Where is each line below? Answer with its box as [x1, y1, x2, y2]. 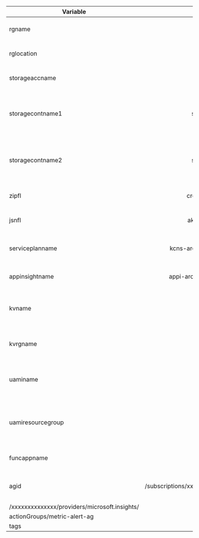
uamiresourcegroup [9, 418, 64, 426]
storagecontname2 [9, 156, 62, 164]
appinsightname [9, 273, 54, 280]
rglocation [9, 50, 37, 57]
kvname [9, 305, 31, 312]
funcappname [9, 454, 49, 462]
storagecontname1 [9, 110, 62, 117]
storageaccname [9, 74, 56, 82]
